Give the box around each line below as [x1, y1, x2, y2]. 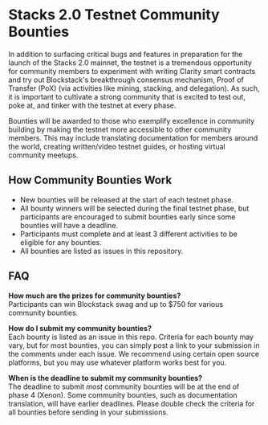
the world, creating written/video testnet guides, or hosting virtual [8, 141, 226, 151]
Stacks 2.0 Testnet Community [8, 6, 220, 24]
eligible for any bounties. [19, 237, 102, 247]
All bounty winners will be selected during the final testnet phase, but [19, 203, 250, 213]
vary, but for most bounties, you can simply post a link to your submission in [8, 340, 260, 350]
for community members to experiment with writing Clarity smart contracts [8, 66, 256, 76]
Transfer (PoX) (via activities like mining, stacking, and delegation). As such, [8, 83, 260, 93]
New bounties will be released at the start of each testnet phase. [19, 194, 234, 204]
